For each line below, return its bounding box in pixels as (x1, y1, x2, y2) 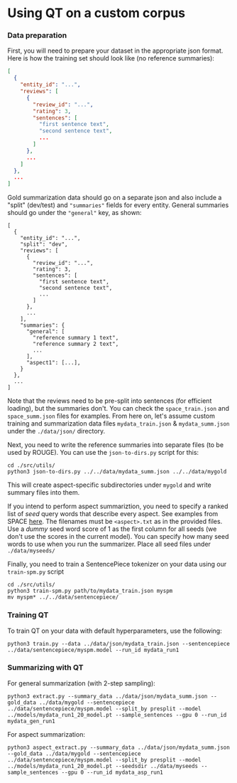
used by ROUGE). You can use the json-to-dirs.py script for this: (7, 448, 199, 457)
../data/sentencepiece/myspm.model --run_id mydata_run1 (7, 646, 180, 653)
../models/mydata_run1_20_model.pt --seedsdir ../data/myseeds (7, 762, 199, 769)
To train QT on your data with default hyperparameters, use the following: (7, 626, 222, 635)
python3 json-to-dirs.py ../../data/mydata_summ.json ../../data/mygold (7, 468, 227, 475)
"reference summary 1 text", (33, 335, 119, 342)
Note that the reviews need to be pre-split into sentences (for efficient (7, 396, 212, 405)
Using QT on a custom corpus (7, 5, 186, 21)
